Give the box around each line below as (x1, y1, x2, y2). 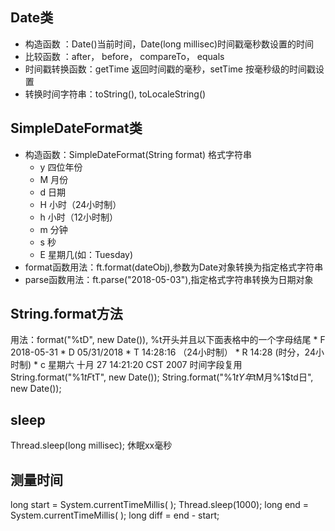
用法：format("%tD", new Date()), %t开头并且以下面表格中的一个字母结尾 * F (10, 334, 326, 346)
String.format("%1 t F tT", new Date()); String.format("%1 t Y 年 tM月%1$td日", (10, 371, 314, 383)
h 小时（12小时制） (39, 211, 119, 223)
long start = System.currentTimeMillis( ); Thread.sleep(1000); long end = (10, 499, 310, 511)
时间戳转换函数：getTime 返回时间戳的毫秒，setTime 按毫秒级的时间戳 (24, 63, 316, 75)
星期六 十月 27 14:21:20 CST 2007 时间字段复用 (47, 359, 243, 371)
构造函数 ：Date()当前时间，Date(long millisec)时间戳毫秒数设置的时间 (24, 38, 315, 50)
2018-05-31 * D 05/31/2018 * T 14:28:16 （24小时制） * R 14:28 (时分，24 (10, 346, 316, 358)
